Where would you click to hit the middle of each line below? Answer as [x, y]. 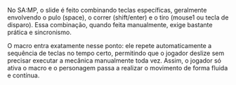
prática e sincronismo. [39, 32]
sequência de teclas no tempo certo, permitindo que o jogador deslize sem [116, 53]
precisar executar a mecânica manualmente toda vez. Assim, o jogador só [114, 61]
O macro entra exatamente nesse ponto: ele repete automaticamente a [110, 46]
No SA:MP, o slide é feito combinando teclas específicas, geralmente [107, 10]
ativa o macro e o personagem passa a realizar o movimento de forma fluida [118, 68]
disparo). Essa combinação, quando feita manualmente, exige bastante [110, 25]
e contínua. [24, 75]
